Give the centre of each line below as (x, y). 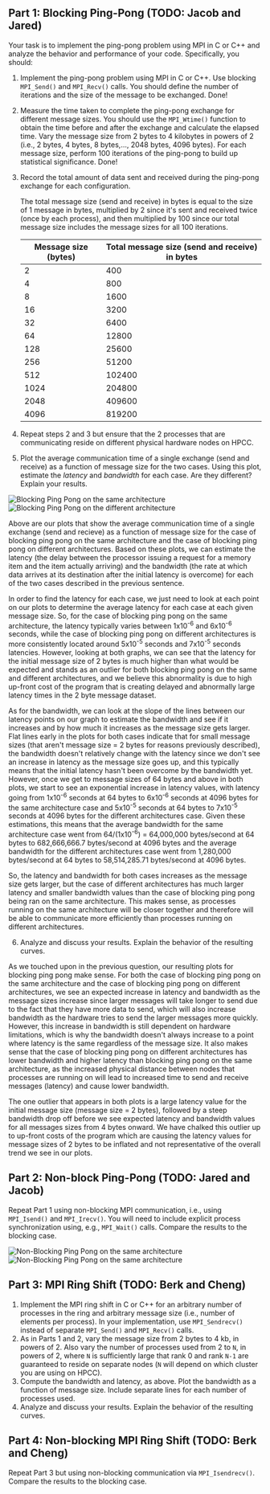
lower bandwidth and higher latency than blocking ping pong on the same (131, 1061)
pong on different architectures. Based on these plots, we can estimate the (132, 549)
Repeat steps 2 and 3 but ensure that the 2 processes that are (123, 434)
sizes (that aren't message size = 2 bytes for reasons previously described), (134, 745)
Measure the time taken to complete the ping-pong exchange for (127, 110)
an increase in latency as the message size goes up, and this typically (124, 762)
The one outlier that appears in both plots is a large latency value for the (128, 1102)
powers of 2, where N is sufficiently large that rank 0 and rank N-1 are (134, 1355)
